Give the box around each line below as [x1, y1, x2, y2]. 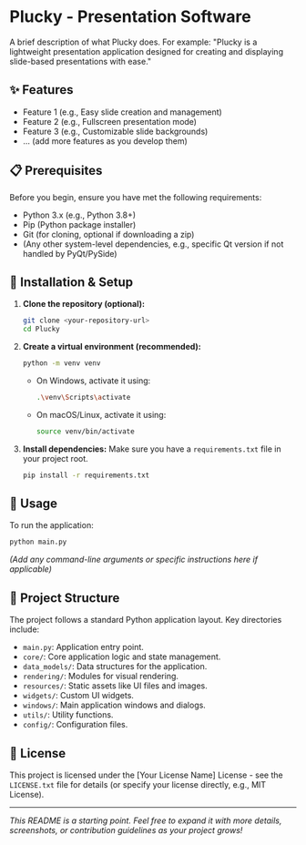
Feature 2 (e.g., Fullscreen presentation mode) [22, 116, 198, 127]
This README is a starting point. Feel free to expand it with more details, [9, 815, 282, 826]
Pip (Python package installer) [22, 219, 137, 229]
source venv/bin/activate [36, 426, 135, 436]
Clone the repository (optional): [22, 299, 146, 310]
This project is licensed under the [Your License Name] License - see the [9, 769, 284, 780]
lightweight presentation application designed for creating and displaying [9, 46, 284, 56]
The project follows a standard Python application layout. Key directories [9, 615, 282, 626]
